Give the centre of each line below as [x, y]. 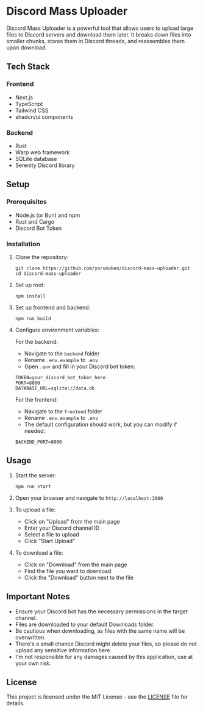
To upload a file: [35, 510]
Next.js [24, 97]
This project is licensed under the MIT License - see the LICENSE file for [97, 697]
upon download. [27, 48]
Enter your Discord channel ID [62, 528]
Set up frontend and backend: [53, 307]
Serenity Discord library [45, 165]
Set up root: [30, 285]
